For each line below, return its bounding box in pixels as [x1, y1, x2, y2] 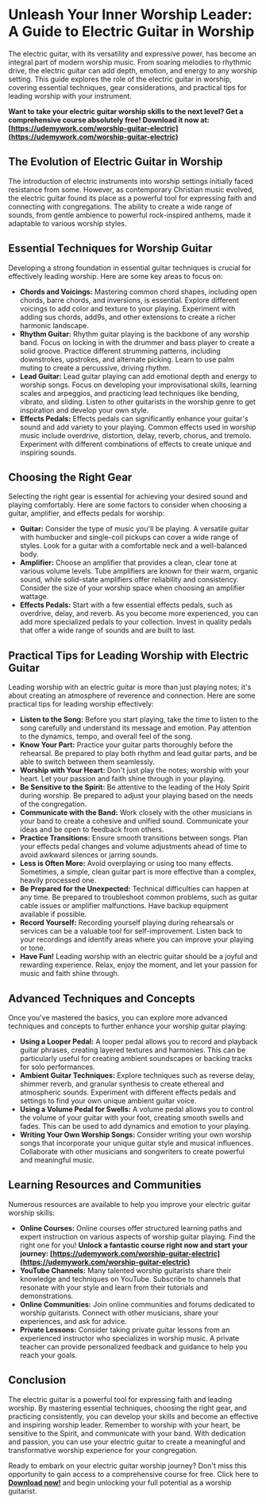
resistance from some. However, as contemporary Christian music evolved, [8, 185, 254, 194]
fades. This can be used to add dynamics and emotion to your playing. [19, 1122, 251, 1130]
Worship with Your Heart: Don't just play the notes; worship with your [19, 766, 249, 775]
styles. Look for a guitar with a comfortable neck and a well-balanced [19, 541, 248, 550]
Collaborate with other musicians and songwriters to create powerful [19, 1147, 245, 1156]
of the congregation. [19, 799, 87, 809]
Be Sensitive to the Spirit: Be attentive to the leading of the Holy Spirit [19, 782, 250, 792]
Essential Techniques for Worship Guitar [8, 241, 213, 256]
